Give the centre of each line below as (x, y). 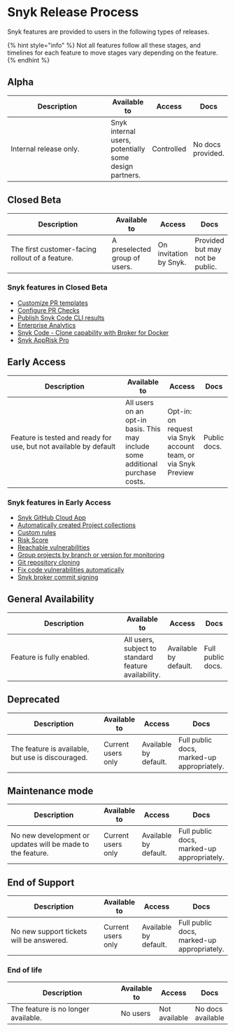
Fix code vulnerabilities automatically (71, 569)
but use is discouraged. (49, 757)
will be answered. (40, 940)
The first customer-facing (54, 249)
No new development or (50, 836)
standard (138, 657)
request (180, 428)
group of (126, 258)
